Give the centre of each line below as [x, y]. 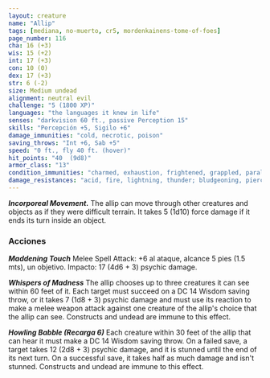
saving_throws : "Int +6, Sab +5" [64, 143]
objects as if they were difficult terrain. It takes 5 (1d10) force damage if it [129, 212]
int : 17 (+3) [30, 61]
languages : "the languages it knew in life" [84, 113]
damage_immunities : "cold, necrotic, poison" [86, 135]
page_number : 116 [37, 38]
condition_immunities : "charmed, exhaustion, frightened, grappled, [125, 173]
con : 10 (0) [28, 68]
